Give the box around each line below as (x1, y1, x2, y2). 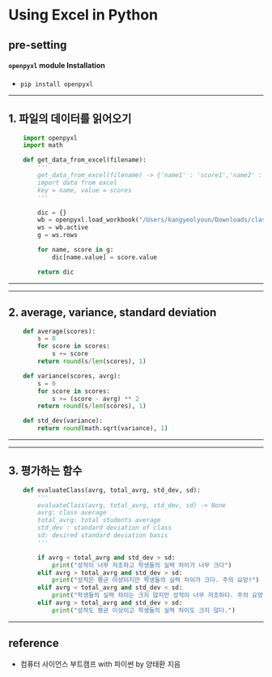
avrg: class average (37, 509, 107, 517)
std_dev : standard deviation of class (37, 524, 172, 533)
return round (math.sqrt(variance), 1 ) (37, 425, 168, 433)
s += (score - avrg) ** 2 (51, 395, 139, 403)
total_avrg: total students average (37, 516, 161, 524)
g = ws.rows (37, 231, 79, 239)
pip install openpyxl (19, 80, 93, 88)
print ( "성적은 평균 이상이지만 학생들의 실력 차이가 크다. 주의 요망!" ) (51, 576, 260, 584)
